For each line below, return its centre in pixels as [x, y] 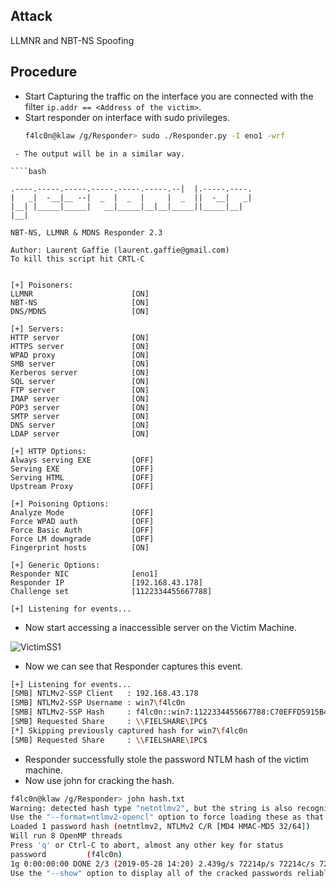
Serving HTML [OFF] [82, 477]
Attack [31, 16]
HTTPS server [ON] [80, 346]
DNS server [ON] [80, 425]
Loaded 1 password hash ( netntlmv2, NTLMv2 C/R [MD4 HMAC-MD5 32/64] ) [160, 827]
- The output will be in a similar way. [100, 154]
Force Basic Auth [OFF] [82, 530]
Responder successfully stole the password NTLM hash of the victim [167, 759]
